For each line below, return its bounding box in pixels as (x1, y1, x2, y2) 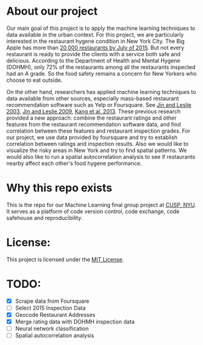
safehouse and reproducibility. (6, 214, 83, 221)
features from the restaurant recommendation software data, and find (6, 120, 181, 128)
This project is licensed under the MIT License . (6, 255, 124, 263)
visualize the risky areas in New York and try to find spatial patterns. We (6, 147, 187, 154)
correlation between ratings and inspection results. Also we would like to (6, 140, 189, 147)
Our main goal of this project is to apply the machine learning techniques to (6, 24, 196, 32)
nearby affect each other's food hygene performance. (6, 159, 142, 167)
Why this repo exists (6, 181, 113, 195)
